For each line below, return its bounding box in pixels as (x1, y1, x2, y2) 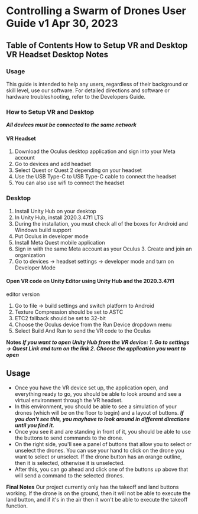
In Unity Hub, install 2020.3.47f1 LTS (14, 214, 103, 221)
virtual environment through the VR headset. (14, 396, 123, 404)
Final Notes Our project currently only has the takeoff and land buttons (6, 483, 179, 490)
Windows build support (14, 226, 72, 233)
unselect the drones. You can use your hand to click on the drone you (14, 447, 184, 454)
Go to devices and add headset (14, 161, 92, 168)
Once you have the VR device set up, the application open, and (14, 384, 168, 391)
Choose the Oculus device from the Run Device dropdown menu (14, 321, 172, 328)
